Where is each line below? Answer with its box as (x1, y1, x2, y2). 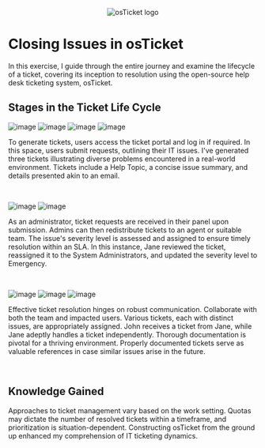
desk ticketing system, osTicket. (8, 77, 113, 87)
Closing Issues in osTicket (8, 36, 184, 53)
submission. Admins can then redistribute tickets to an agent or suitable (8, 225, 242, 235)
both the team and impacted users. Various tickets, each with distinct (8, 313, 234, 322)
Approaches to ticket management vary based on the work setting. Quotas (8, 405, 252, 415)
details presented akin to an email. (8, 171, 120, 180)
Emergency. (8, 258, 47, 268)
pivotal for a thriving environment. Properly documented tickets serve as (8, 338, 244, 348)
